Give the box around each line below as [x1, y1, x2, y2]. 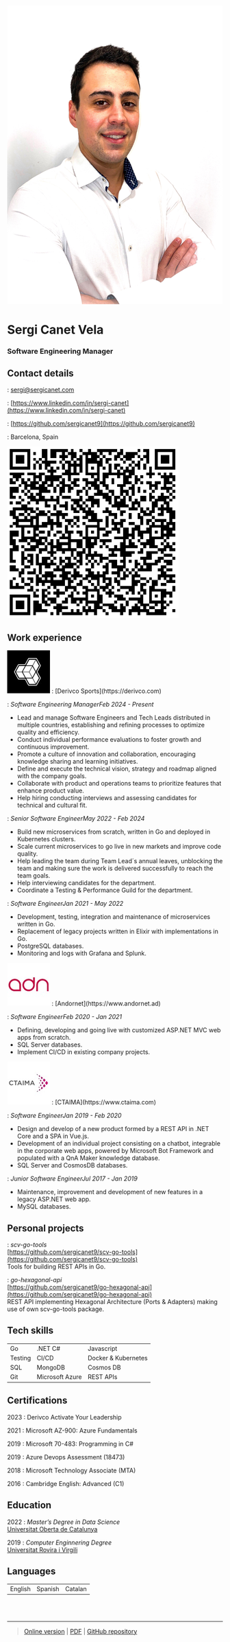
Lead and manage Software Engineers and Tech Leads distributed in [16, 714, 211, 722]
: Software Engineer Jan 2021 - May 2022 [7, 900, 124, 908]
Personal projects [7, 1222, 84, 1234]
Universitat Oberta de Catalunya [7, 1525, 98, 1533]
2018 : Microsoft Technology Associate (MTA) [7, 1466, 136, 1474]
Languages [7, 1565, 56, 1577]
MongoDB [36, 1363, 65, 1371]
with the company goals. [16, 772, 87, 780]
